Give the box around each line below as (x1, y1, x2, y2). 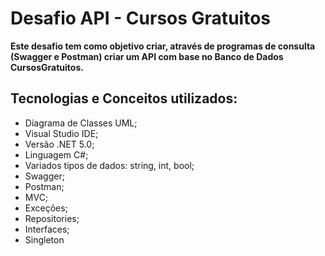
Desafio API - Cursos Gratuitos (10, 7, 271, 30)
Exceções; (24, 202, 68, 214)
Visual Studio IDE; (24, 127, 99, 139)
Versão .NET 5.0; (24, 138, 95, 150)
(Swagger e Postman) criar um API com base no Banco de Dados (10, 50, 284, 62)
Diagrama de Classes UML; (24, 117, 138, 129)
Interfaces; (24, 223, 70, 235)
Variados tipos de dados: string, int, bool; (24, 159, 195, 171)
